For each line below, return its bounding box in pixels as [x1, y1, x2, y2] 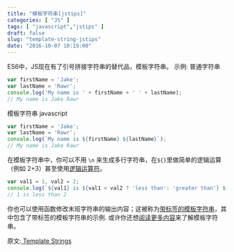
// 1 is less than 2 [7, 191, 68, 198]
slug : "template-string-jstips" [7, 36, 101, 43]
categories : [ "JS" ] [7, 17, 70, 24]
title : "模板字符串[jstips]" [7, 10, 87, 17]
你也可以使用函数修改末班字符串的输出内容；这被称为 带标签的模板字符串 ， [7, 204, 221, 212]
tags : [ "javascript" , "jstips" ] [7, 23, 104, 30]
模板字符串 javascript [7, 109, 68, 117]
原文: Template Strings [7, 237, 72, 245]
